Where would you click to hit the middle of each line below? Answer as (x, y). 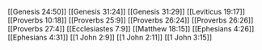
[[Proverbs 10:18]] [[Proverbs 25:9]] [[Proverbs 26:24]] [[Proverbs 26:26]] (131, 20)
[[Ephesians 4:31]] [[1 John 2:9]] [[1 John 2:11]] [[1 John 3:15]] (110, 37)
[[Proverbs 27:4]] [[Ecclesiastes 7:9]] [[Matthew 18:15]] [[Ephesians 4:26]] (131, 29)
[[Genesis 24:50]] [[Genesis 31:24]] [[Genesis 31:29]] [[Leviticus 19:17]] (127, 12)
